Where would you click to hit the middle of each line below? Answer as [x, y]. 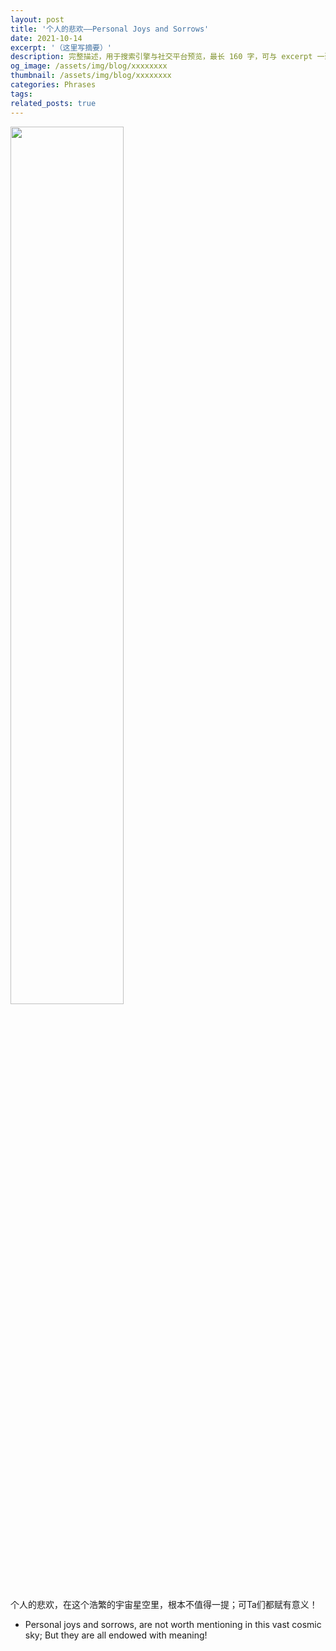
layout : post [37, 19]
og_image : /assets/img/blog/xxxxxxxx [89, 66]
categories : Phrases [53, 85]
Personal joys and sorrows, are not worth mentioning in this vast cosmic [173, 1624]
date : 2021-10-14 [46, 38]
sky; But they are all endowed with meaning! [116, 1635]
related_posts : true [53, 103]
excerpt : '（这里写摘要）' [61, 47]
